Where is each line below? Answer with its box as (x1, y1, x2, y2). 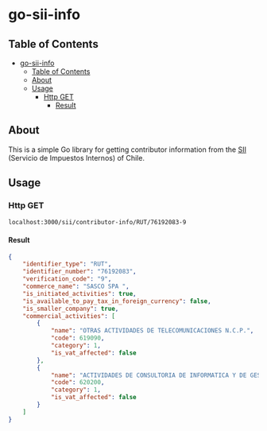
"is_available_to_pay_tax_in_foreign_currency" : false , (22, 297, 212, 305)
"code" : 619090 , (50, 334, 105, 343)
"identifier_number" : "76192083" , (22, 268, 137, 276)
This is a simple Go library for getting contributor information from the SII (8, 145, 246, 154)
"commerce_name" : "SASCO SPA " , (22, 282, 130, 291)
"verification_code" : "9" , (22, 275, 112, 283)
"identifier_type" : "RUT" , (22, 260, 112, 268)
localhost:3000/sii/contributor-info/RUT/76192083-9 (8, 218, 187, 226)
